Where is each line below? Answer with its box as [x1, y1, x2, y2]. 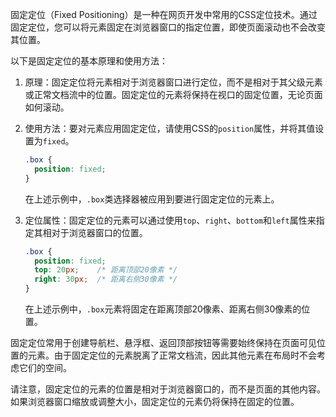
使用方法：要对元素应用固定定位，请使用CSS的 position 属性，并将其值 [24, 123, 316, 134]
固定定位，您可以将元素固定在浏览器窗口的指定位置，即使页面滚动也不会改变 [10, 21, 326, 33]
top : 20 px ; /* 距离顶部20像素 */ [34, 265, 178, 275]
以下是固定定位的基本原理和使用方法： [10, 55, 168, 67]
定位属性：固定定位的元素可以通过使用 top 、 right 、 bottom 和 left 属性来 [24, 214, 317, 226]
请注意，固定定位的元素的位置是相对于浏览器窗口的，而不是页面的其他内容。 [10, 383, 326, 395]
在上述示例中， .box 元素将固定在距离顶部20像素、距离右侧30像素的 [24, 303, 302, 315]
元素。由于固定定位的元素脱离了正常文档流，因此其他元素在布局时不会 [27, 349, 317, 361]
